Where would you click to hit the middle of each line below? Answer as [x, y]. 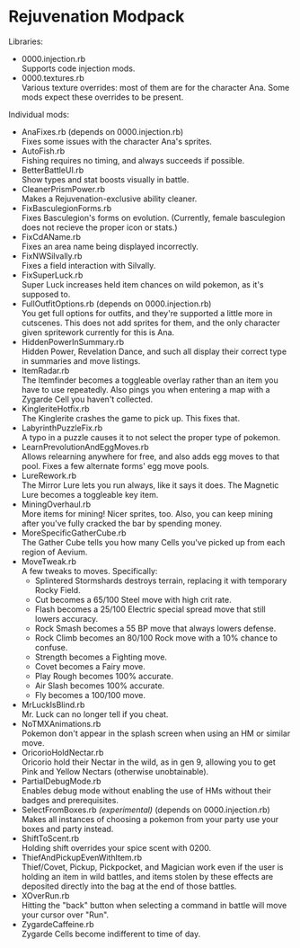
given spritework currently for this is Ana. [98, 332]
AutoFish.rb [43, 151]
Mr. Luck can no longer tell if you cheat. [95, 714]
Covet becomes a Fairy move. [90, 666]
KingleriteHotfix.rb [55, 408]
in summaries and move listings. [81, 360]
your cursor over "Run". [65, 915]
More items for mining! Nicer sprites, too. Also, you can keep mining [147, 513]
